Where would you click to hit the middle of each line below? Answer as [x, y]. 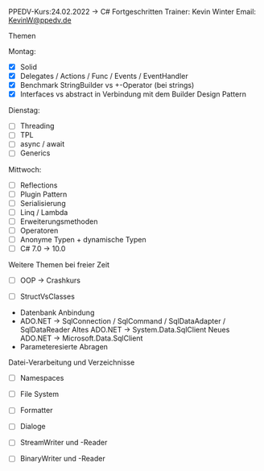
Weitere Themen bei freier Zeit [59, 264]
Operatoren [39, 230]
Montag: [22, 51]
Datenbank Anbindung [57, 312]
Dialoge [33, 427]
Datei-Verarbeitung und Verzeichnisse [72, 362]
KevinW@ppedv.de [40, 20]
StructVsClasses [47, 296]
